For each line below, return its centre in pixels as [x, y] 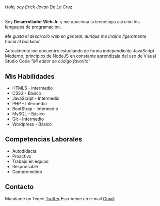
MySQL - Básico [28, 114]
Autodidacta [24, 151]
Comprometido [27, 172]
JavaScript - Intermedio [36, 98]
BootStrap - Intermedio [35, 109]
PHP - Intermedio [29, 104]
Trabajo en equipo [30, 161]
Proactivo [22, 156]
